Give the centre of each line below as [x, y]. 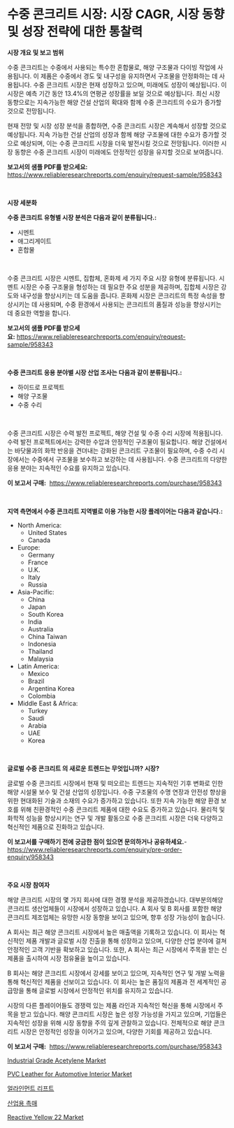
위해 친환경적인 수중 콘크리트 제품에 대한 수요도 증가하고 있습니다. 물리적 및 [123, 809]
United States [47, 532]
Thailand [41, 651]
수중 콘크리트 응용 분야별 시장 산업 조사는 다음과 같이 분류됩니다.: [95, 372]
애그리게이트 [35, 241]
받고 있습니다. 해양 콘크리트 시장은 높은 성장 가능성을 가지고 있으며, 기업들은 [123, 1014]
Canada [39, 540]
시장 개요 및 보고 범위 [36, 52]
